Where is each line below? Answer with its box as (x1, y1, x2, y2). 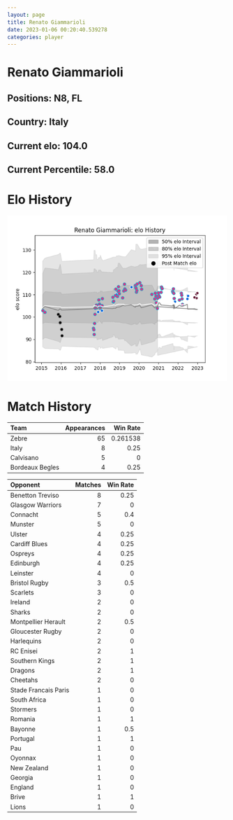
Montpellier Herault (10, 617, 66, 626)
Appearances (65, 424, 106, 432)
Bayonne (10, 725, 36, 733)
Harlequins (10, 637, 42, 646)
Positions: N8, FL (7, 92, 82, 104)
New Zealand (10, 763, 49, 772)
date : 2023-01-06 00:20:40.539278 (7, 26, 108, 33)
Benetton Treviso (10, 491, 59, 499)
